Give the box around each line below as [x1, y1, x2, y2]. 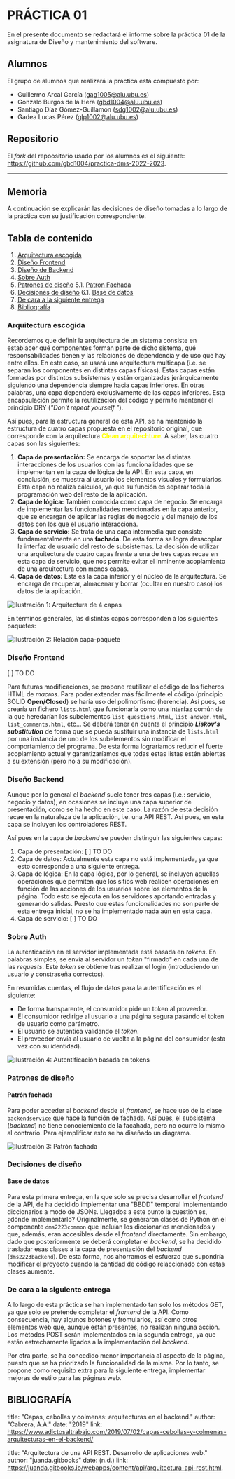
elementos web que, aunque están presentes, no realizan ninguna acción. [7, 1323, 220, 1331]
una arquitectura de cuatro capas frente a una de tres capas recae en [17, 550, 218, 558]
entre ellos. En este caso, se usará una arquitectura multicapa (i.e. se [7, 358, 206, 367]
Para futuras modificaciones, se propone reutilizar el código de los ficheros [7, 682, 225, 691]
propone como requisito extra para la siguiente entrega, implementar [7, 1366, 206, 1375]
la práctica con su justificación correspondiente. [7, 212, 147, 220]
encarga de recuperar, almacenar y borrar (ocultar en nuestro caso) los [17, 579, 223, 588]
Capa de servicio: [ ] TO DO [17, 914, 98, 923]
